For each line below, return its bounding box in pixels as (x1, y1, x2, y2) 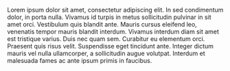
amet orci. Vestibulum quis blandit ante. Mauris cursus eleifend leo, (7, 20, 197, 28)
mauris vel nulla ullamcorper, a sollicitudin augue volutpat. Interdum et (7, 49, 206, 57)
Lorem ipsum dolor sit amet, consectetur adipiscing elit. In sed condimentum (7, 6, 224, 14)
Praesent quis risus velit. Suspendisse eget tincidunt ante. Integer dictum (7, 42, 214, 50)
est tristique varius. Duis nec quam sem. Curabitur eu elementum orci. (7, 35, 205, 43)
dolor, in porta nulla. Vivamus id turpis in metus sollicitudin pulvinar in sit (7, 13, 211, 21)
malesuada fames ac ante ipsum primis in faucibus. (7, 57, 152, 64)
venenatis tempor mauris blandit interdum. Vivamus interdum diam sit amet (7, 27, 220, 35)
